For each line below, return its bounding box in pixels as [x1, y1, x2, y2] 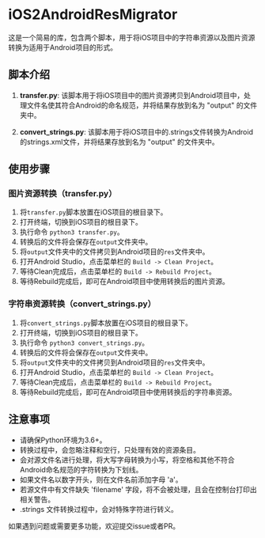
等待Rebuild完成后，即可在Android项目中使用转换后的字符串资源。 [19, 387, 237, 396]
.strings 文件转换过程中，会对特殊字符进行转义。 [19, 504, 178, 513]
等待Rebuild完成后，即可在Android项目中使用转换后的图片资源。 [19, 277, 229, 286]
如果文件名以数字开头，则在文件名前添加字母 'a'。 [19, 475, 183, 484]
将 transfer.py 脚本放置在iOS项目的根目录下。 [19, 207, 168, 217]
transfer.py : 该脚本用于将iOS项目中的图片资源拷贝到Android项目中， [19, 90, 244, 100]
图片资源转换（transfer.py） [8, 188, 117, 199]
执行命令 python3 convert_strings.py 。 [19, 338, 149, 347]
